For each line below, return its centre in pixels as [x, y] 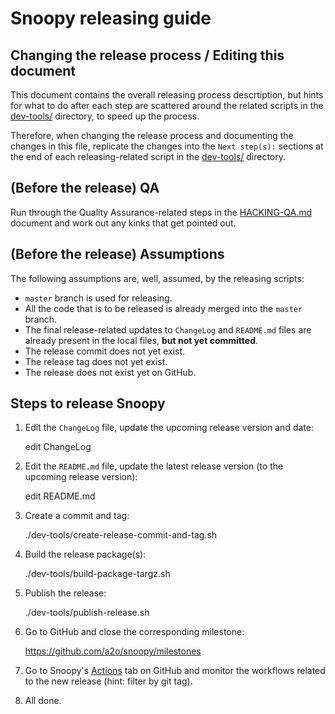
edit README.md [60, 496]
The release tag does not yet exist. [96, 361]
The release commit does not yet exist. [105, 351]
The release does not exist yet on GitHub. [110, 372]
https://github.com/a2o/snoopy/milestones [113, 651]
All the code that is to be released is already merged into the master [163, 308]
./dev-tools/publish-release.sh [87, 613]
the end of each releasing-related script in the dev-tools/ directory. [148, 156]
